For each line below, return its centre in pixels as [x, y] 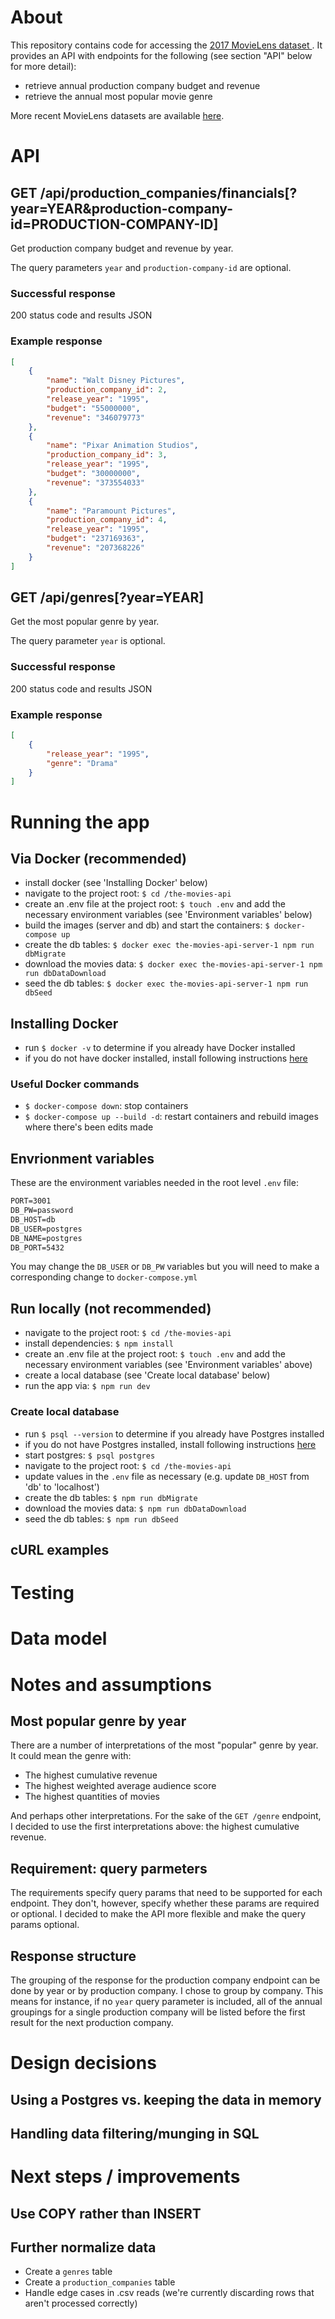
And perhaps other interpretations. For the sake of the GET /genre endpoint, [166, 1816]
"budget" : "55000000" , [93, 408]
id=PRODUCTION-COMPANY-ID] [114, 224]
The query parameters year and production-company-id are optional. [151, 267]
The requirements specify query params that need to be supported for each [166, 1893]
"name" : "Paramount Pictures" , [111, 511]
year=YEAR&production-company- [122, 208]
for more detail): [43, 66]
